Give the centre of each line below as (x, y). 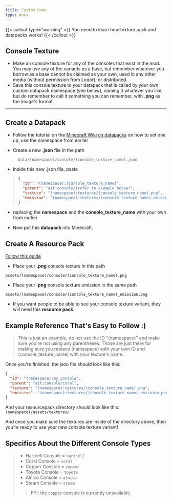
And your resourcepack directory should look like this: (62, 407)
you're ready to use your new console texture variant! (62, 427)
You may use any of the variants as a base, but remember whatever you (89, 69)
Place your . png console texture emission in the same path (75, 285)
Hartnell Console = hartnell (55, 456)
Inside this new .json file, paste (45, 169)
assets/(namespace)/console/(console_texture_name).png (66, 276)
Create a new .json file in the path (48, 150)
